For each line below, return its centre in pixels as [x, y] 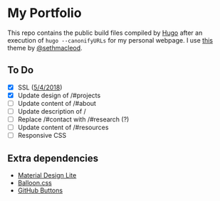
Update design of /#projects [59, 95]
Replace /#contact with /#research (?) [73, 119]
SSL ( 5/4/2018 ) [40, 87]
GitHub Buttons [40, 190]
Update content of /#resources [63, 127]
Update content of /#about [57, 103]
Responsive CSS [42, 136]
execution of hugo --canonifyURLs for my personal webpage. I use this [110, 40]
